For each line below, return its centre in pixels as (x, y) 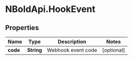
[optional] (114, 50)
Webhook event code (72, 50)
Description (72, 42)
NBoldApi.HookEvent (50, 9)
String (34, 50)
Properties (22, 28)
